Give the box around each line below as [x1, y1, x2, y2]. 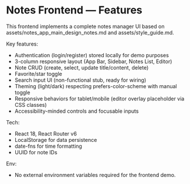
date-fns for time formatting [14, 143, 82, 150]
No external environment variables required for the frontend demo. [14, 171, 176, 178]
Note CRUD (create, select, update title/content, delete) [14, 64, 149, 71]
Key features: [6, 40, 38, 47]
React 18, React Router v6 [14, 130, 77, 137]
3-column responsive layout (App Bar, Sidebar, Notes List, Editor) [14, 58, 172, 65]
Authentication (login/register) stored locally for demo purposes [14, 51, 169, 58]
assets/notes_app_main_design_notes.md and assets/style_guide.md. [6, 29, 174, 36]
